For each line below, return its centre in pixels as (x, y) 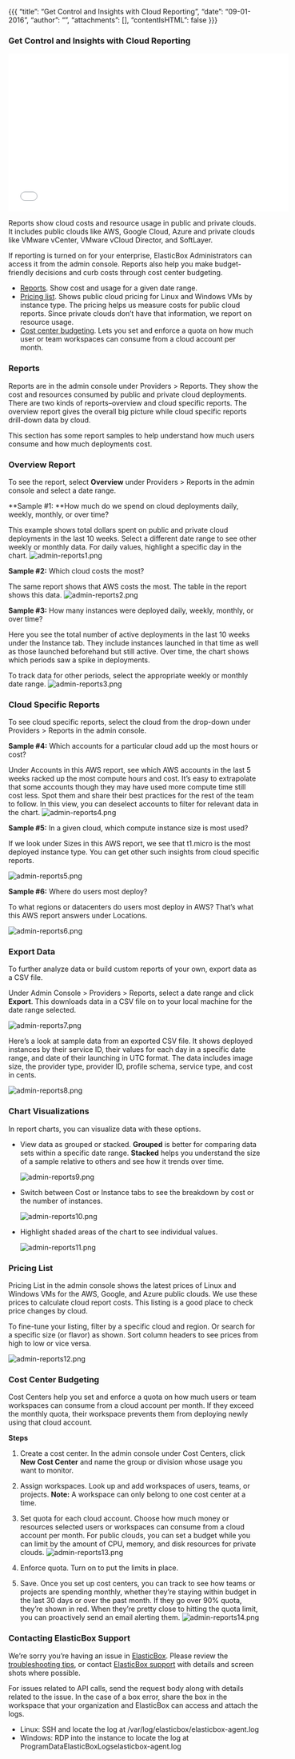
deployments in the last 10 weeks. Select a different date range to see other (133, 538)
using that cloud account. (50, 1422)
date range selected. (42, 1010)
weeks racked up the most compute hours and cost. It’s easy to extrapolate (132, 778)
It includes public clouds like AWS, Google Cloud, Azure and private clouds (132, 232)
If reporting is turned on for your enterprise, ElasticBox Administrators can (130, 256)
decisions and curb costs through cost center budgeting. (129, 273)
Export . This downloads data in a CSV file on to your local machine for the (130, 1001)
